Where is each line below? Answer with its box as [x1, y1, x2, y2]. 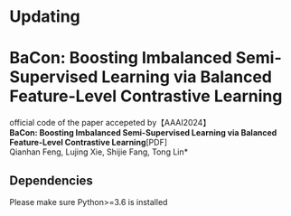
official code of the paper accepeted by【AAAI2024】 [9, 117, 211, 128]
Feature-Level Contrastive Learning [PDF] [9, 137, 168, 148]
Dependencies [9, 173, 93, 188]
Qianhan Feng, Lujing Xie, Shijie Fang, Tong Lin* [9, 146, 188, 157]
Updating [9, 6, 81, 27]
